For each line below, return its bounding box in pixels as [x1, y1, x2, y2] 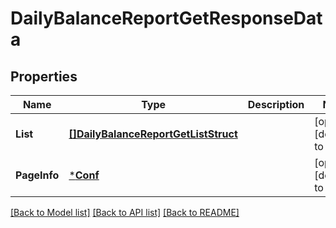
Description [247, 98, 305, 111]
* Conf [68, 168, 100, 182]
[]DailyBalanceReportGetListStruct [68, 127, 238, 141]
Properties [10, 68, 78, 85]
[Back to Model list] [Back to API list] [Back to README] [10, 207, 240, 218]
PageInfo [15, 168, 60, 182]
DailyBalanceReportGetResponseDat [10, 7, 323, 30]
